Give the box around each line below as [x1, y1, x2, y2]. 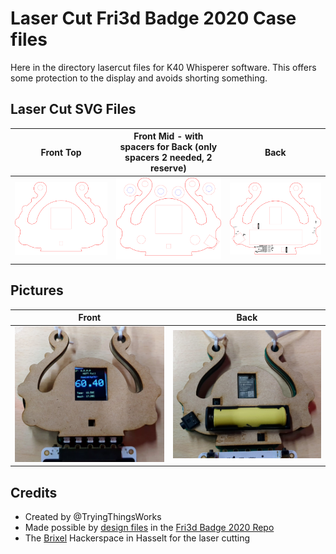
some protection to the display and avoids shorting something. [10, 72, 268, 84]
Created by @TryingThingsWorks [24, 511, 162, 523]
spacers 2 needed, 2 [124, 152, 213, 164]
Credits [10, 484, 58, 501]
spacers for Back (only [119, 141, 218, 153]
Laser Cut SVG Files [10, 101, 137, 118]
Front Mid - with [133, 130, 204, 142]
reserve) [149, 162, 187, 174]
